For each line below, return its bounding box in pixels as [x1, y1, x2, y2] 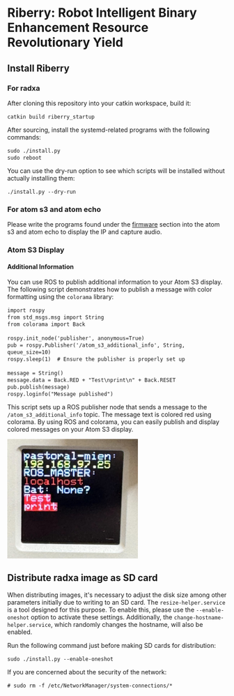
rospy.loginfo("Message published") [7, 391, 114, 398]
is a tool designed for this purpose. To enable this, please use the [7, 605, 195, 614]
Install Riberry [7, 62, 70, 74]
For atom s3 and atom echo [7, 204, 102, 214]
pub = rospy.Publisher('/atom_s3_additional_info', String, [7, 342, 186, 349]
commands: [7, 133, 42, 141]
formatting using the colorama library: [7, 293, 114, 301]
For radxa [7, 83, 40, 93]
